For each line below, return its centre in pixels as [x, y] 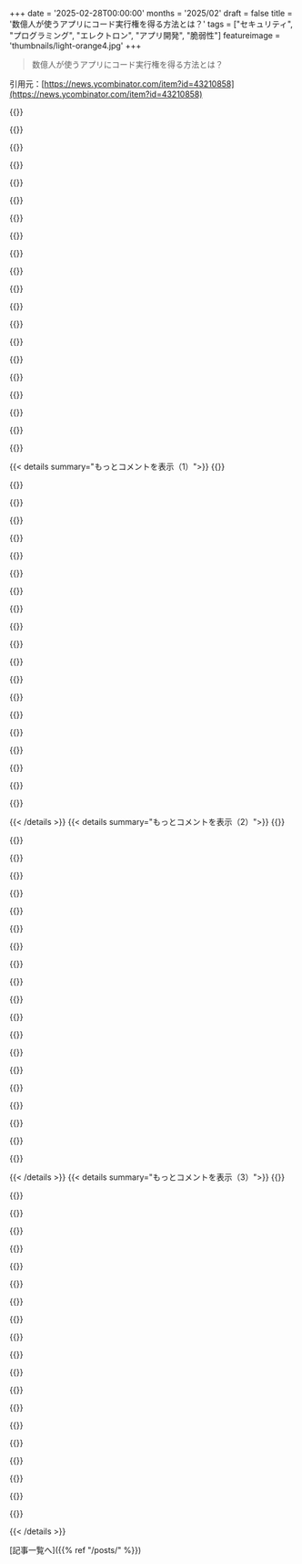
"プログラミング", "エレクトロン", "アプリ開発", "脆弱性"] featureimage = [145, 35]
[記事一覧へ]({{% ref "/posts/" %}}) [75, 1550]
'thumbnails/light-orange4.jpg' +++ [75, 46]
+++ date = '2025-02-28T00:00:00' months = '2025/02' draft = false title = [151, 13]
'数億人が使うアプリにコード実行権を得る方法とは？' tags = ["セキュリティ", [151, 24]
